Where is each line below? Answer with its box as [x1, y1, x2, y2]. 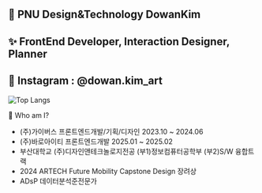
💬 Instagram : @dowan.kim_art [8, 74, 163, 88]
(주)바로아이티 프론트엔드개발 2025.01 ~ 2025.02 [19, 136, 174, 146]
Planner [8, 47, 47, 60]
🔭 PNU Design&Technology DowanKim [8, 8, 201, 21]
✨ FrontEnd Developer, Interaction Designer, [8, 35, 230, 48]
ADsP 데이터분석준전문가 [19, 176, 97, 186]
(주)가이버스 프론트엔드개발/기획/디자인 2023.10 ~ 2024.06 [19, 127, 204, 136]
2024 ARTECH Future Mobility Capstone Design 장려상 [19, 166, 197, 176]
